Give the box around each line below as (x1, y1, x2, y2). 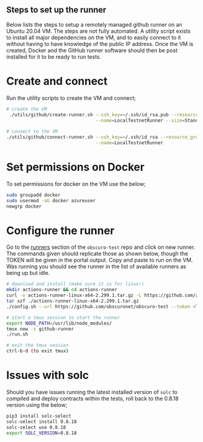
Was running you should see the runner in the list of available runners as (6, 263, 186, 270)
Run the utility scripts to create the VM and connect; (6, 94, 136, 102)
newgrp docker (6, 203, 42, 209)
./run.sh (6, 331, 28, 338)
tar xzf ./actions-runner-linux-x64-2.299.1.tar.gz (6, 298, 139, 304)
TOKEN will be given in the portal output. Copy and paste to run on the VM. (6, 257, 193, 264)
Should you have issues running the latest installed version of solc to (6, 388, 178, 395)
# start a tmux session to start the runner (6, 314, 120, 320)
